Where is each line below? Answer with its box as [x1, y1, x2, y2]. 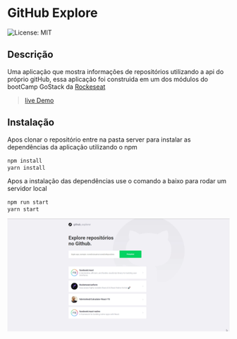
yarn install [7, 164, 46, 171]
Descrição [7, 49, 54, 61]
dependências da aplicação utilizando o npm [7, 142, 138, 151]
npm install [7, 157, 42, 164]
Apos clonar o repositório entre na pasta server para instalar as [7, 135, 191, 144]
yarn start [7, 206, 39, 213]
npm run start [7, 199, 49, 206]
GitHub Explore [7, 5, 98, 21]
